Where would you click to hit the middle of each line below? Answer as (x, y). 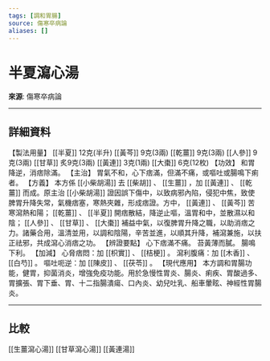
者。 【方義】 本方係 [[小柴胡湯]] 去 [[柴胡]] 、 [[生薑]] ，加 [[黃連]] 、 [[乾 (131, 183)
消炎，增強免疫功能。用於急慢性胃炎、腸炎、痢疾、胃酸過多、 (160, 273)
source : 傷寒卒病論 (38, 23)
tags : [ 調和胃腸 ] (35, 16)
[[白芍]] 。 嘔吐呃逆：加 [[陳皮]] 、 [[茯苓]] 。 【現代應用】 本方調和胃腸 (127, 263)
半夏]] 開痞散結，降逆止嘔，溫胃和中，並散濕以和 (174, 213)
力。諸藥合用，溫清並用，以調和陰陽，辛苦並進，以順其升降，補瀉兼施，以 (131, 233)
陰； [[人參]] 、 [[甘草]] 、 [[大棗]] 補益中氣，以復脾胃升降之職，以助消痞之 (132, 223)
